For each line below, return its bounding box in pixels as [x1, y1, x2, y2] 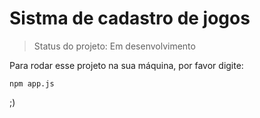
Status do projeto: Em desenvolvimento [33, 40, 196, 52]
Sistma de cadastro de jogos [9, 7, 251, 30]
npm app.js [9, 78, 55, 89]
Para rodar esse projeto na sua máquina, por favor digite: [9, 59, 244, 71]
